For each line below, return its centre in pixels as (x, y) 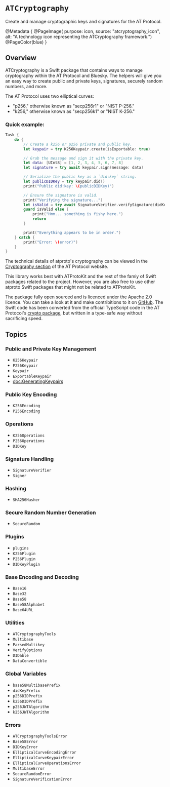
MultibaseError (29, 768)
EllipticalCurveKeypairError (43, 758)
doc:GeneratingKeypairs (38, 381)
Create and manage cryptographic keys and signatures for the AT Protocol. (83, 21)
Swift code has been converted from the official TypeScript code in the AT (83, 308)
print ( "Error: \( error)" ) (51, 242)
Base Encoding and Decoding (42, 577)
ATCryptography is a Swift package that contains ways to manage (74, 70)
